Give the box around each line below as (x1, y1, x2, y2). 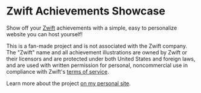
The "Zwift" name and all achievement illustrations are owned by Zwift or (6, 48, 188, 56)
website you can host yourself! (6, 30, 83, 37)
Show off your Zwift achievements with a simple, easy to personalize (6, 24, 177, 31)
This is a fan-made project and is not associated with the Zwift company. (6, 42, 187, 50)
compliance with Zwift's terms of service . (6, 68, 110, 75)
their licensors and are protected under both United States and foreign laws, (6, 55, 196, 62)
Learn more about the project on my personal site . (6, 80, 131, 87)
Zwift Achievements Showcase (6, 4, 166, 18)
